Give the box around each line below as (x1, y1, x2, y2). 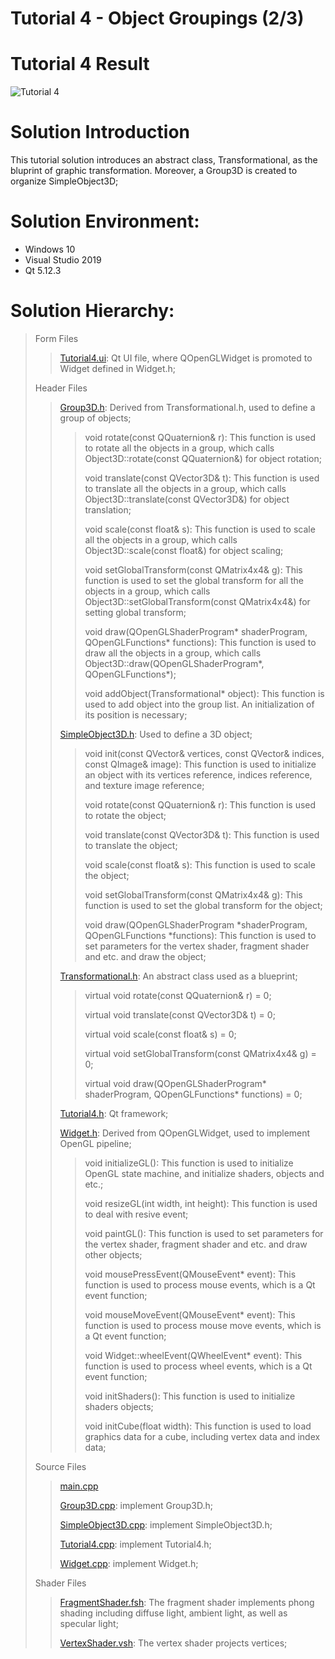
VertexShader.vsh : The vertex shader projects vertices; (59, 1637, 288, 1649)
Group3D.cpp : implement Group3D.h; (59, 1499, 214, 1511)
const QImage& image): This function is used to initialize (84, 758, 317, 770)
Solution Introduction (10, 121, 191, 144)
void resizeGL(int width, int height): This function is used (84, 1197, 318, 1209)
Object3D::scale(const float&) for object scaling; (84, 544, 284, 556)
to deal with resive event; (84, 1208, 189, 1220)
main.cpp (59, 1480, 99, 1492)
